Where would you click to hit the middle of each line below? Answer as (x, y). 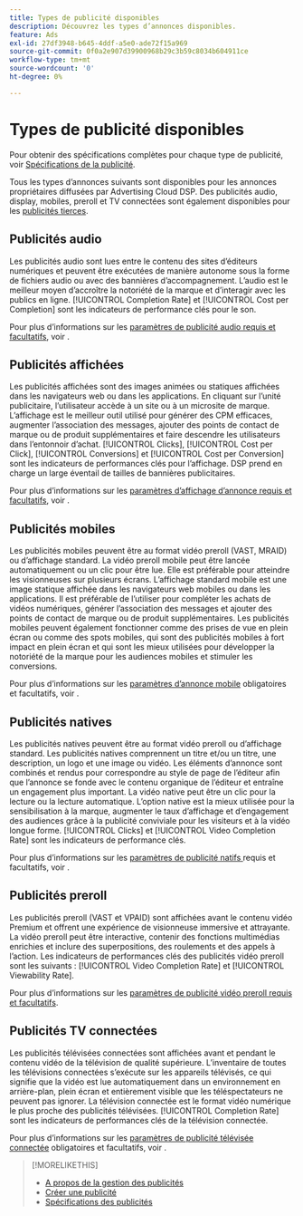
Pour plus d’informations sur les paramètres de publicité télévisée (132, 1137)
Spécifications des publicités (99, 1202)
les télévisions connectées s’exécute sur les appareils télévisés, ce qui (140, 1072)
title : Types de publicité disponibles (85, 18)
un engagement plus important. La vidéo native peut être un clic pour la (142, 791)
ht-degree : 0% (36, 77)
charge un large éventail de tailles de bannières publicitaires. (123, 473)
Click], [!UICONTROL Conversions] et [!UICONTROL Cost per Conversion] (147, 454)
